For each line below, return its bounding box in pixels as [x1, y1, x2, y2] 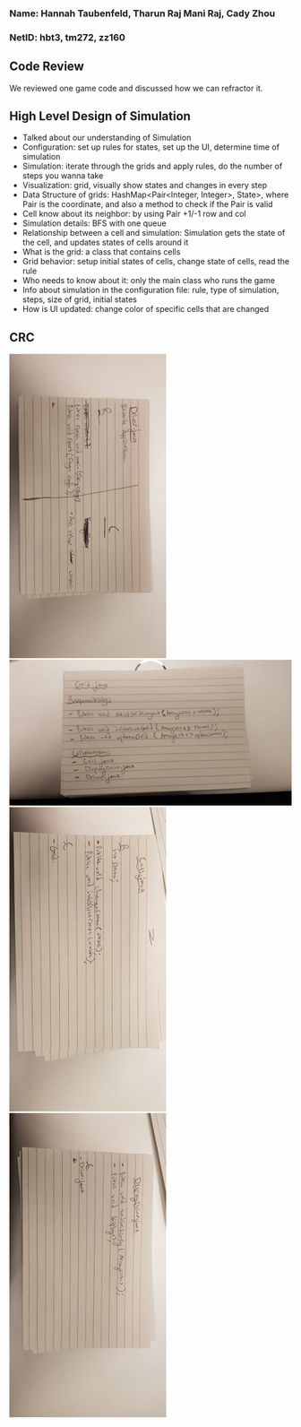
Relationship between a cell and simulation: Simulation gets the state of [21, 228, 286, 238]
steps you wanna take [21, 170, 104, 181]
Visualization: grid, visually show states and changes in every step [21, 180, 267, 191]
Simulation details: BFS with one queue [21, 218, 168, 229]
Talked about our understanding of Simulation [21, 133, 192, 143]
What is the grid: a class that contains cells [21, 246, 181, 257]
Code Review [9, 59, 85, 74]
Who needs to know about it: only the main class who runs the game [21, 275, 276, 286]
